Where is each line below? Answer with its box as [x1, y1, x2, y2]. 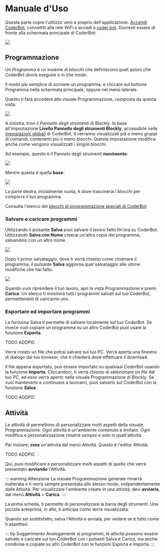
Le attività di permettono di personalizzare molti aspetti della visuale [5, 422, 144, 428]
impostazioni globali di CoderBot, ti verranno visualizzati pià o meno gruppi [5, 130, 158, 136]
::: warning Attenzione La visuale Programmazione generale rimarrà [5, 476, 142, 482]
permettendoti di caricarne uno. [5, 296, 70, 302]
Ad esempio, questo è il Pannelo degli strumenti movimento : [5, 151, 128, 157]
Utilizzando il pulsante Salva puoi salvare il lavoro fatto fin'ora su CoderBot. [5, 227, 159, 233]
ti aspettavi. [5, 521, 29, 527]
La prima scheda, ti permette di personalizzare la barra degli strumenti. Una [5, 501, 159, 507]
